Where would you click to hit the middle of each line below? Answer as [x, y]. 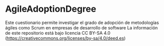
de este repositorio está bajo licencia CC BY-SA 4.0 [58, 33]
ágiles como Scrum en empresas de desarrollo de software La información [82, 27]
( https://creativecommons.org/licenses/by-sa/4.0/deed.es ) [65, 38]
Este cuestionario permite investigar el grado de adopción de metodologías [82, 23]
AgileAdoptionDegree [51, 9]
